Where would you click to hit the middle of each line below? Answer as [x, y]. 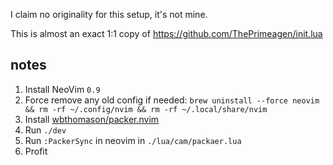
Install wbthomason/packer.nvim [92, 119]
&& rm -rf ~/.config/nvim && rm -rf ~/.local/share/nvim [146, 109]
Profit [36, 151]
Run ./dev [45, 130]
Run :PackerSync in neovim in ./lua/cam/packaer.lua [133, 140]
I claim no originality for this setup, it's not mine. [109, 14]
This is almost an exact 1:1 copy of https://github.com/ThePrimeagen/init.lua [166, 33]
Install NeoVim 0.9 [62, 89]
